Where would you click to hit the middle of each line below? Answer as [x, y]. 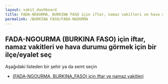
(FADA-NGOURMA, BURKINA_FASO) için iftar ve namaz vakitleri [78, 76]
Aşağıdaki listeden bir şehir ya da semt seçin [51, 67]
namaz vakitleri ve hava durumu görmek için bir [81, 47]
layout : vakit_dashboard [31, 10]
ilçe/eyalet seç [28, 54]
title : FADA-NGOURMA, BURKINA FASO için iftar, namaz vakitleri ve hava [82, 14]
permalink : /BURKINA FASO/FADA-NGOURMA [47, 19]
